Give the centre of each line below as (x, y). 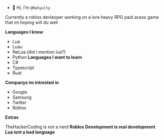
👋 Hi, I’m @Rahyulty (31, 8)
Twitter (19, 103)
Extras (12, 117)
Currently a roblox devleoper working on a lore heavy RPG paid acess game (82, 17)
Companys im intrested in (32, 82)
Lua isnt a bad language (30, 132)
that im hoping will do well (32, 22)
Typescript (23, 68)
